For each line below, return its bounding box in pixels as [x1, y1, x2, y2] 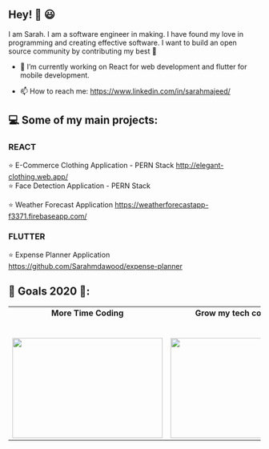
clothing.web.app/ [8, 171, 68, 181]
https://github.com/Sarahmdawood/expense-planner [8, 261, 183, 271]
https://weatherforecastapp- [114, 199, 209, 209]
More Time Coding [50, 307, 124, 319]
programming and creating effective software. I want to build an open [8, 38, 238, 47]
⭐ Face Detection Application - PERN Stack [8, 181, 151, 190]
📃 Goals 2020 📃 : [8, 285, 90, 299]
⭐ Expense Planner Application [8, 250, 110, 259]
